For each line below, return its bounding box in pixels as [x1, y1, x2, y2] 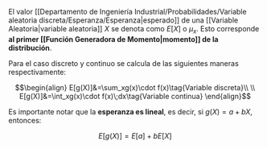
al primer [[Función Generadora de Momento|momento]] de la [8, 34, 219, 43]
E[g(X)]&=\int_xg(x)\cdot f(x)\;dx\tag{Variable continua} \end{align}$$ [18, 91, 252, 101]
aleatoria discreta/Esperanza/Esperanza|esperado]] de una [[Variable [8, 15, 239, 25]
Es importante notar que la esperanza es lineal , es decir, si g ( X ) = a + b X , [8, 106, 253, 116]
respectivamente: [8, 67, 67, 77]
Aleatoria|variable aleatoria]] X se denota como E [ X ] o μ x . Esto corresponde [8, 24, 260, 35]
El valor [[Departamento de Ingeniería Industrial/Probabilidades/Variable [8, 7, 247, 16]
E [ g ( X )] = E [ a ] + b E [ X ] [98, 130, 172, 140]
